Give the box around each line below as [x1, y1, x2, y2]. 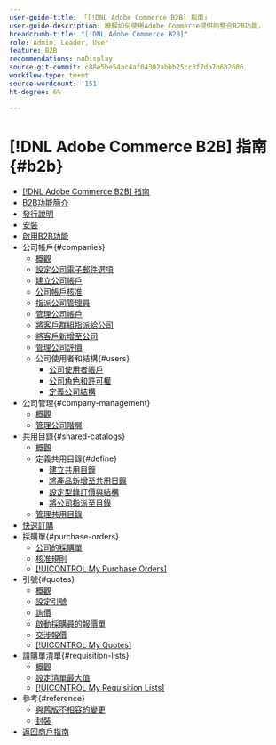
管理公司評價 [35, 342, 83, 352]
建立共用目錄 [48, 465, 96, 475]
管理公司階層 [35, 420, 83, 431]
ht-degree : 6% [9, 87, 62, 96]
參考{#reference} [21, 693, 86, 704]
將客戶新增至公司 [35, 331, 99, 342]
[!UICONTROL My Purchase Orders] [35, 563, 167, 574]
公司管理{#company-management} [21, 398, 151, 409]
